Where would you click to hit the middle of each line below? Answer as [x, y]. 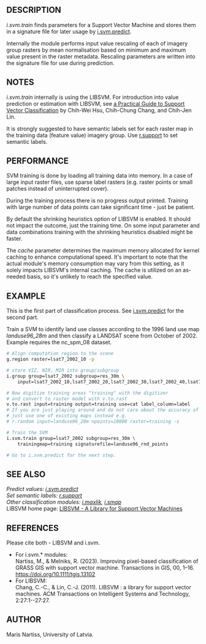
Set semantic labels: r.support [44, 496]
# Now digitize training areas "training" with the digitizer [87, 393]
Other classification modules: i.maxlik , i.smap [64, 502]
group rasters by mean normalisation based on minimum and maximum [96, 50]
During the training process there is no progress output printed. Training [97, 201]
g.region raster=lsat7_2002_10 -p [51, 359]
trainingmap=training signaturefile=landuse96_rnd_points [93, 444]
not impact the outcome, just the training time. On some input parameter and [103, 226]
